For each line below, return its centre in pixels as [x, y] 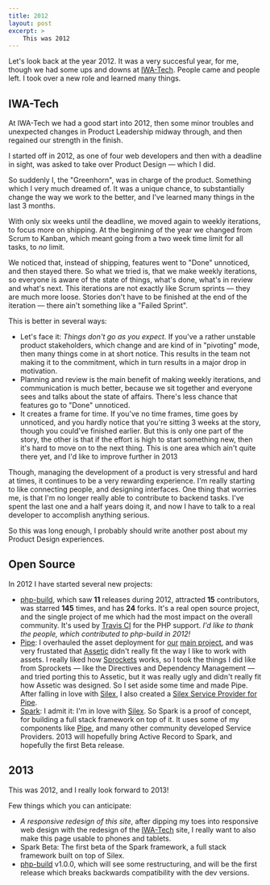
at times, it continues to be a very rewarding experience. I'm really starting [132, 481]
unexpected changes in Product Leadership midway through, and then [125, 132]
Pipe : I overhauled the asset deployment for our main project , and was [137, 642]
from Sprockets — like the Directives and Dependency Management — [137, 668]
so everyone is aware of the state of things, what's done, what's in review [131, 280]
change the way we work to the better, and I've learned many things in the [132, 197]
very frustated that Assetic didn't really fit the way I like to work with [133, 650]
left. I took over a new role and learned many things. [95, 78]
